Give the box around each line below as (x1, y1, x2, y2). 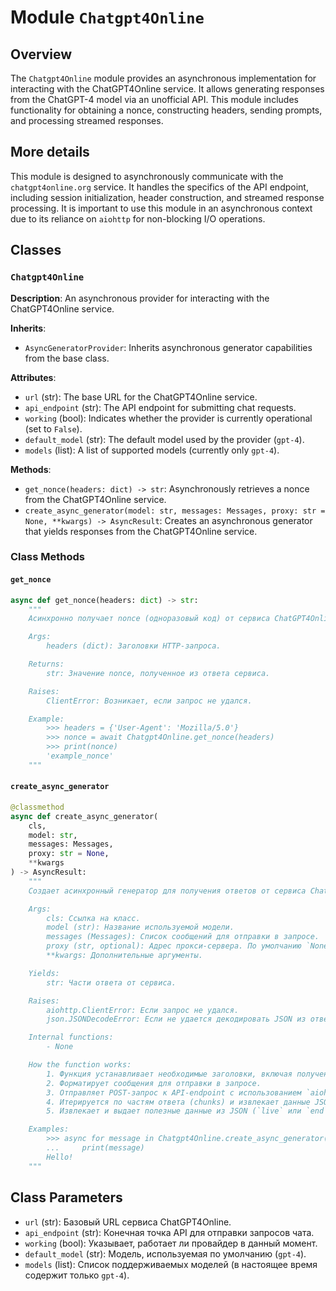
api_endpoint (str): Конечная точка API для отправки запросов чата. (24, 1226, 315, 1238)
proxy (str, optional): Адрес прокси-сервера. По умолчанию (46, 941, 302, 951)
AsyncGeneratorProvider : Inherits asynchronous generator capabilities (24, 341, 313, 353)
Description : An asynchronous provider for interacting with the (10, 292, 270, 304)
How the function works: (28, 1060, 132, 1070)
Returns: (28, 659, 65, 669)
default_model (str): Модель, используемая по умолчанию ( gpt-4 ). (24, 1247, 307, 1260)
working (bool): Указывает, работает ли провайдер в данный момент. (24, 1237, 318, 1249)
